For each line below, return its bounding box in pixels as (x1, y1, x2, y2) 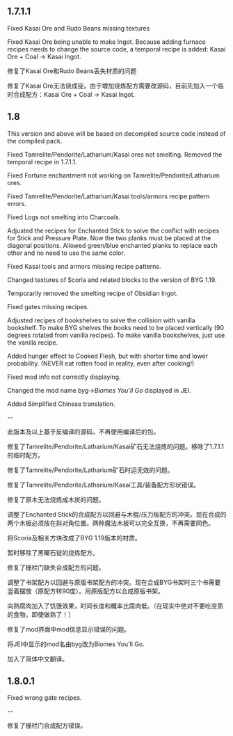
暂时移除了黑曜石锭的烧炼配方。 (7, 548, 99, 556)
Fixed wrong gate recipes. (7, 694, 82, 702)
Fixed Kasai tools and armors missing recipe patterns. (7, 262, 161, 270)
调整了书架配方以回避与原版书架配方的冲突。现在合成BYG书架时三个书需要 (7, 578, 221, 586)
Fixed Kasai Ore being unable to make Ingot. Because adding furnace (7, 38, 207, 46)
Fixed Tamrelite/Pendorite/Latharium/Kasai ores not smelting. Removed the (7, 150, 223, 159)
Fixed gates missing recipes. (7, 302, 89, 311)
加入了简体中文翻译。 (7, 655, 68, 663)
